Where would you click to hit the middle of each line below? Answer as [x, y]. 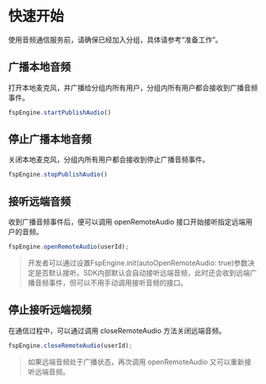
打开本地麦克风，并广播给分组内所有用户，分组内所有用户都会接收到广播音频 [133, 87]
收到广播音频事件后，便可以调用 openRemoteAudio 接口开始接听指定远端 [127, 222]
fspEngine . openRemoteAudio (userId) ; [68, 247]
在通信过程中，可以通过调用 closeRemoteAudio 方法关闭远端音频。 [117, 330]
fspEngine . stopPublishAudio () [58, 175]
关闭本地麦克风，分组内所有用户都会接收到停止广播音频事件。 [109, 160]
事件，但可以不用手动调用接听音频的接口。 [118, 283]
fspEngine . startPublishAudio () [60, 112]
